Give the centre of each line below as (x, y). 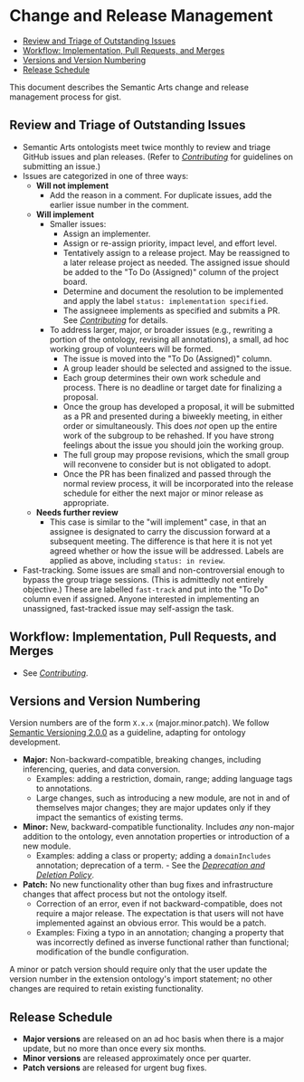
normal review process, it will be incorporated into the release (178, 483)
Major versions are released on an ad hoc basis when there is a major (153, 1039)
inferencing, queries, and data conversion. (101, 769)
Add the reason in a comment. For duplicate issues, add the (161, 195)
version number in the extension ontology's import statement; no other (141, 979)
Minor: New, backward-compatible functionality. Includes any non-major (158, 827)
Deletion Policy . (65, 875)
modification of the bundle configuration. (112, 952)
